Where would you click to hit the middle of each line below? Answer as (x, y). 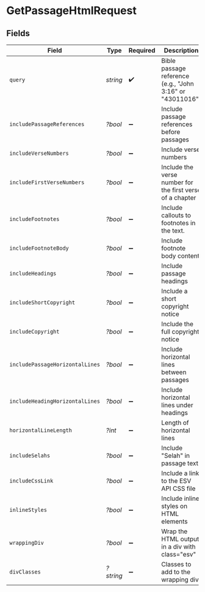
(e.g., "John (178, 84)
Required (142, 51)
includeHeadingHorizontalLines (55, 401)
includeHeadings (33, 273)
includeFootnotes (34, 219)
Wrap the (174, 531)
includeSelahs (30, 456)
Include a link (180, 473)
